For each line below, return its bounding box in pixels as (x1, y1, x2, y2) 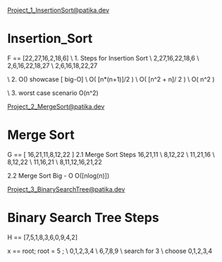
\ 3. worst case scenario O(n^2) (7, 88, 99, 97)
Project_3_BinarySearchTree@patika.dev (7, 185, 125, 193)
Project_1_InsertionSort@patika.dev (7, 6, 110, 14)
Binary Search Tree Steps (7, 210, 160, 226)
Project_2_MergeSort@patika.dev (7, 102, 105, 111)
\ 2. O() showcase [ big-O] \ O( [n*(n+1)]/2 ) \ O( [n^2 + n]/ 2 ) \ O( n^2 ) (7, 75, 215, 83)
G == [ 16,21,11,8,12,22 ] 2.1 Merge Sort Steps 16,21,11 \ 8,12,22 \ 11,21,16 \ (7, 150, 215, 158)
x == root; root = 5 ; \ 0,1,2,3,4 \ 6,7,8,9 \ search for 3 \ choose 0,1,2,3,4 (7, 247, 213, 255)
